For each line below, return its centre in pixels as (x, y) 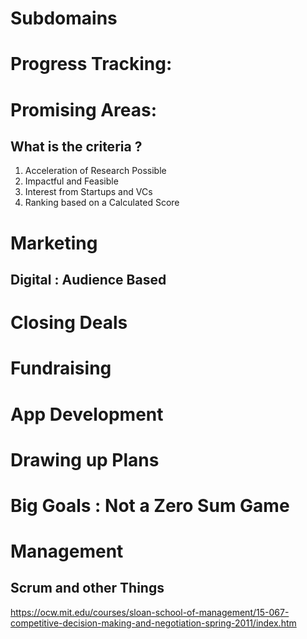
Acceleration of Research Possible (95, 171)
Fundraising (61, 368)
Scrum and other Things (87, 588)
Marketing (54, 243)
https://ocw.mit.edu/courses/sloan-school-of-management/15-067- (150, 612)
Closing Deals (69, 323)
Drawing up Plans (85, 459)
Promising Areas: (84, 109)
